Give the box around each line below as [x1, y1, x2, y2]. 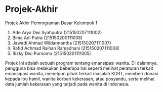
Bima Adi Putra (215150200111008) [12, 35, 83, 41]
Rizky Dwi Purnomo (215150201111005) [12, 50, 91, 56]
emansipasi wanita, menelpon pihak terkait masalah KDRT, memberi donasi [5, 70, 158, 76]
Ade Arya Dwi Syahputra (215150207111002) [12, 29, 102, 35]
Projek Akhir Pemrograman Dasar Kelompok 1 [5, 20, 98, 26]
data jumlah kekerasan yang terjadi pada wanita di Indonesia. [5, 81, 130, 87]
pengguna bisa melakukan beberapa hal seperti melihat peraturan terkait [5, 65, 153, 71]
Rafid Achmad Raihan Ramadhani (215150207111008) [12, 45, 120, 51]
